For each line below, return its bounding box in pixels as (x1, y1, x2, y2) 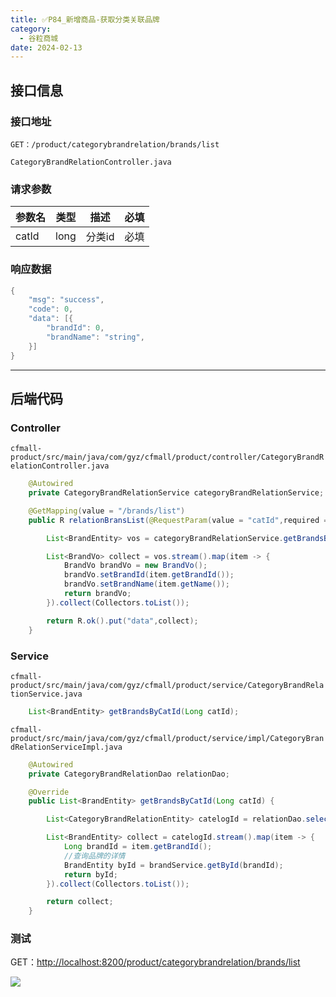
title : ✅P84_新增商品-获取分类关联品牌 (10, 14, 160, 25)
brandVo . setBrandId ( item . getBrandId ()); (63, 570, 235, 580)
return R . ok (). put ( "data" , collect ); (46, 616, 199, 626)
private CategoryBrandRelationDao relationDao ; (28, 769, 230, 779)
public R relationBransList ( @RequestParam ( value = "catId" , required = (28, 515, 329, 525)
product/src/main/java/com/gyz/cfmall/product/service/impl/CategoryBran (10, 733, 325, 743)
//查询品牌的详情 (63, 851, 126, 861)
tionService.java (10, 689, 83, 699)
